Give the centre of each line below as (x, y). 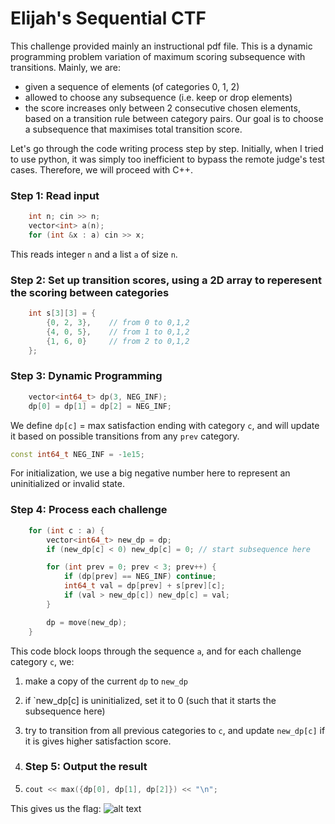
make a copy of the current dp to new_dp (106, 681)
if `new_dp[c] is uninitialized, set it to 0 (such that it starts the (150, 700)
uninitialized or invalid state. (67, 484)
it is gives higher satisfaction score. (98, 741)
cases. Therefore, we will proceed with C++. (102, 169)
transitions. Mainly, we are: (66, 67)
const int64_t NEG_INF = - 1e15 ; (77, 454)
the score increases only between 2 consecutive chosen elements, (162, 108)
